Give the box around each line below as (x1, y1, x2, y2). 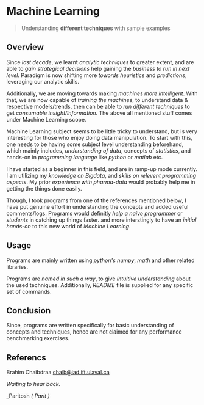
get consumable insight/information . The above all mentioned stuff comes (6, 109, 192, 117)
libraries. (6, 263, 29, 270)
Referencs (6, 352, 47, 363)
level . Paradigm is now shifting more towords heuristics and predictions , (6, 71, 187, 79)
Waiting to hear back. (6, 381, 61, 388)
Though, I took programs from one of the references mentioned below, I (6, 197, 187, 204)
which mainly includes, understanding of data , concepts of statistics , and (6, 147, 191, 154)
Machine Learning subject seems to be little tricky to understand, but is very (6, 127, 198, 135)
